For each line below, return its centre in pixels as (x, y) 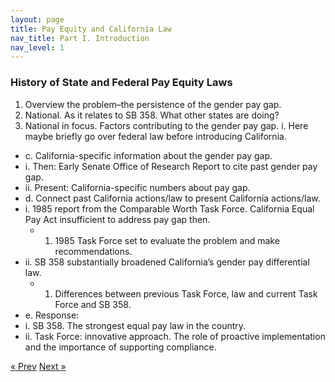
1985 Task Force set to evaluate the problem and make (167, 240)
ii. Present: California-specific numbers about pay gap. (137, 187)
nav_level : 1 (37, 47)
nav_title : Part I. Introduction (80, 38)
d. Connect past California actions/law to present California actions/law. (172, 198)
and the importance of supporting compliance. (120, 347)
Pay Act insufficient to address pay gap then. (117, 219)
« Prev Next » (38, 366)
